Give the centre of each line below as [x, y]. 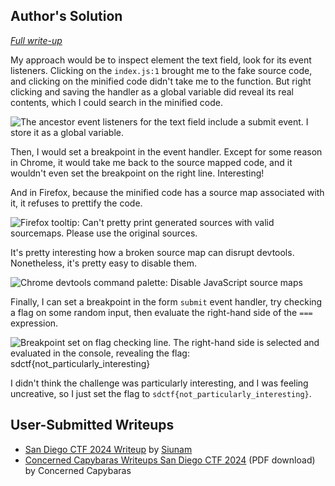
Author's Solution [66, 16]
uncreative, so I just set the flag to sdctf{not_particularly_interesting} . [161, 393]
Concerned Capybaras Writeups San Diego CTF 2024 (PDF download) [170, 460]
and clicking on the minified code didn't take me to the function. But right [161, 81]
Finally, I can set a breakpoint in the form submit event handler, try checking [166, 301]
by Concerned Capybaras [78, 470]
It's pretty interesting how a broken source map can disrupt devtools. [152, 252]
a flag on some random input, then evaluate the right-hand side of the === [161, 312]
